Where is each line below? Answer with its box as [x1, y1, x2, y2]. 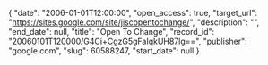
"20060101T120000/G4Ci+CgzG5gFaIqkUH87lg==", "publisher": [8, 36, 247, 46]
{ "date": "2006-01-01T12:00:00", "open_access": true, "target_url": [8, 8, 258, 18]
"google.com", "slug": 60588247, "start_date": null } [8, 45, 200, 56]
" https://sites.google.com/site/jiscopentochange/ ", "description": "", [8, 17, 260, 28]
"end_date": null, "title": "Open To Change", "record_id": [8, 27, 215, 37]
